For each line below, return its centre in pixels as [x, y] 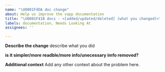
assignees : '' [20, 28]
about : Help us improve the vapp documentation [55, 14]
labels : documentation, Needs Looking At [48, 23]
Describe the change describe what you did [50, 46]
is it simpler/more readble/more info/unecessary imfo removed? [72, 55]
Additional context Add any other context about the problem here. [72, 65]
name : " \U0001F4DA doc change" [37, 9]
